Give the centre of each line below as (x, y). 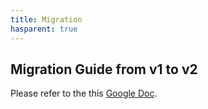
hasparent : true (44, 29)
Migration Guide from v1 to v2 (104, 69)
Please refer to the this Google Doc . (84, 93)
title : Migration (46, 19)
